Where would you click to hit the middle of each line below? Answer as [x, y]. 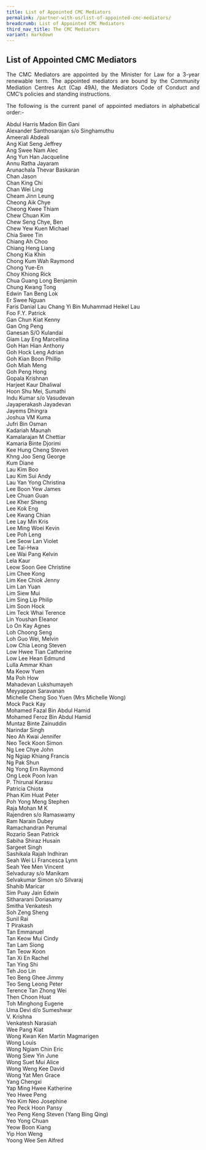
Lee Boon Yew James [34, 489]
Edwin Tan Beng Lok [32, 293]
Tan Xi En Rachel [28, 958]
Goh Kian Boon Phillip [34, 359]
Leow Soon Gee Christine [39, 567]
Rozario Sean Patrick [33, 834]
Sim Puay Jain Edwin [33, 893]
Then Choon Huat [29, 997]
